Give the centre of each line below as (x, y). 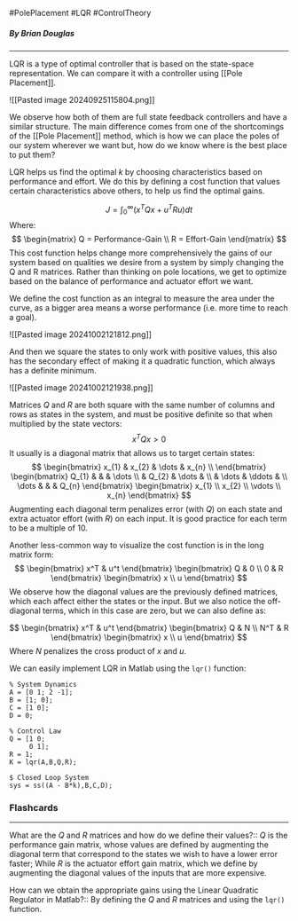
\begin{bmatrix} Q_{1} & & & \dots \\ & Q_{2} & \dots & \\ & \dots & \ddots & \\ (149, 476)
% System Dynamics (43, 685)
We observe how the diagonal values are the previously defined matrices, (144, 592)
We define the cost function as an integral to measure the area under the (142, 299)
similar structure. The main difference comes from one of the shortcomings (147, 126)
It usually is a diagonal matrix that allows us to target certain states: (132, 453)
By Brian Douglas (42, 33)
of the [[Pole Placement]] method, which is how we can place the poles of (145, 136)
